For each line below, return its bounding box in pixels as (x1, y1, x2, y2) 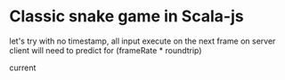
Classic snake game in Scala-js (9, 6, 244, 27)
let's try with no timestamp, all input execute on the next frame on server (9, 36, 276, 46)
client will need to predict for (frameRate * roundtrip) (9, 44, 202, 55)
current (9, 62, 37, 73)
